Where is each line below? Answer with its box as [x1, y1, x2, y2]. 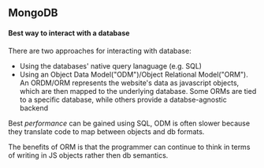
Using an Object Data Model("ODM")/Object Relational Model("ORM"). [19, 69, 248, 79]
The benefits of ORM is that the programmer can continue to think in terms [8, 142, 251, 151]
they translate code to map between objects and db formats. [8, 126, 205, 136]
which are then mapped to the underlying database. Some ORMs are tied [19, 86, 257, 95]
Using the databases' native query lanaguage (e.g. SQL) [19, 61, 203, 70]
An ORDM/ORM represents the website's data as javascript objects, [19, 78, 240, 88]
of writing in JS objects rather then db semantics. [8, 150, 169, 160]
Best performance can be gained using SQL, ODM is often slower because [8, 118, 251, 128]
